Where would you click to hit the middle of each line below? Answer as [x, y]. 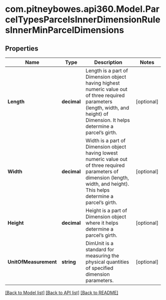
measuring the [103, 256]
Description [108, 62]
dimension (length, [107, 178]
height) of [97, 114]
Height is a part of [106, 210]
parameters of [102, 172]
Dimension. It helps [108, 120]
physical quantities [107, 262]
